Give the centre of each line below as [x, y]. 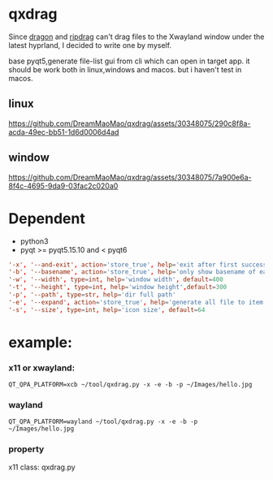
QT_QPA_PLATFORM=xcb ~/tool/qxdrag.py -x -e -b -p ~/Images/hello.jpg [130, 385]
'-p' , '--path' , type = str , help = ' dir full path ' [92, 295]
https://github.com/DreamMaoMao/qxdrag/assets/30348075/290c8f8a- [130, 123]
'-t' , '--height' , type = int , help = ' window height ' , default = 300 [118, 288]
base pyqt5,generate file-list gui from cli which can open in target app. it [129, 61]
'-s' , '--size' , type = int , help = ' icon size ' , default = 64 [107, 309]
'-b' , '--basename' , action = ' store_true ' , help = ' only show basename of [132, 272]
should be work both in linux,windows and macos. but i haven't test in [125, 69]
